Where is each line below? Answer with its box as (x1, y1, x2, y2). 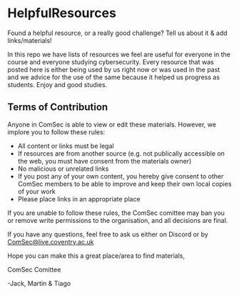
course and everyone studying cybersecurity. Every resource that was (7, 57, 214, 66)
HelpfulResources (7, 5, 116, 21)
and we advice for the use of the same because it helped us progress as (7, 73, 220, 81)
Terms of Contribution (7, 101, 108, 114)
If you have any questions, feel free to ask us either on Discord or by (7, 230, 208, 239)
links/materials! (7, 36, 52, 44)
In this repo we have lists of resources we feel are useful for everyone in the (7, 50, 230, 59)
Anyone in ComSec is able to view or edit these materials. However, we (7, 120, 216, 129)
